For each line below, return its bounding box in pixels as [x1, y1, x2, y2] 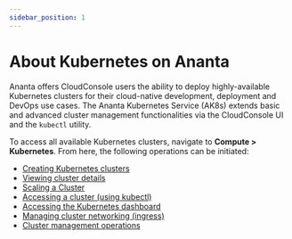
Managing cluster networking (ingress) [21, 210, 165, 221]
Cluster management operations [21, 219, 141, 230]
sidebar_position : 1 [9, 12, 86, 22]
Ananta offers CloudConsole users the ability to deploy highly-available [9, 81, 270, 92]
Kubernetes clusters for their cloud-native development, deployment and [9, 90, 277, 101]
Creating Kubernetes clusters [21, 162, 131, 174]
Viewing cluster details [21, 172, 106, 183]
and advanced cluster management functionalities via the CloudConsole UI [9, 109, 284, 120]
